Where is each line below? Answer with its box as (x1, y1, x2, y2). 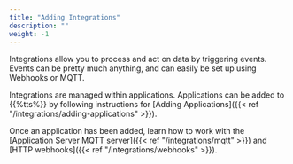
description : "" (9, 21, 69, 30)
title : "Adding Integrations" (9, 12, 121, 22)
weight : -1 (9, 29, 50, 38)
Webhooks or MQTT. (9, 73, 86, 83)
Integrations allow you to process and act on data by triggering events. (9, 54, 267, 65)
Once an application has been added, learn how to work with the (9, 126, 245, 137)
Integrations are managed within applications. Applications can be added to (9, 90, 285, 100)
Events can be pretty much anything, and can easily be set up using (9, 63, 257, 74)
